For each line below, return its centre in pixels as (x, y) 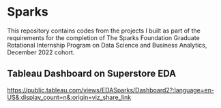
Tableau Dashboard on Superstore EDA (91, 74)
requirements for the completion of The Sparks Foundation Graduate (103, 37)
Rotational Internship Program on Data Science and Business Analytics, (107, 45)
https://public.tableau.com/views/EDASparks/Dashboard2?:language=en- (111, 90)
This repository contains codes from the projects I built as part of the (104, 31)
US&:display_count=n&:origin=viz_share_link (69, 97)
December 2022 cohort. (41, 52)
